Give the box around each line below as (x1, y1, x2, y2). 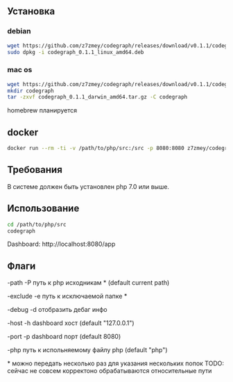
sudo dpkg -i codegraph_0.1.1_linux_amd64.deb (7, 49, 144, 56)
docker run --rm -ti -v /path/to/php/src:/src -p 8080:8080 (7, 145, 185, 152)
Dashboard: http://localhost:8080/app (7, 240, 116, 249)
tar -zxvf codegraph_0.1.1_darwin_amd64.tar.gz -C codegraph (7, 94, 188, 101)
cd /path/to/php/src (7, 221, 67, 228)
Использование (7, 203, 80, 215)
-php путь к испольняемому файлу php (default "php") (7, 346, 168, 354)
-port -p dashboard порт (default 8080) (7, 333, 121, 341)
